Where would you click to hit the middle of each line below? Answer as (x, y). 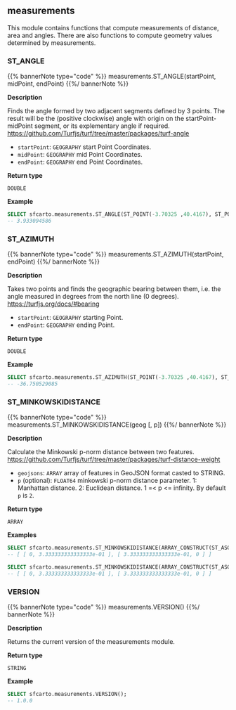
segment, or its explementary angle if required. (102, 126)
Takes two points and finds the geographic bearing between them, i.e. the (114, 289)
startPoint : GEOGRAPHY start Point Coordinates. (84, 147)
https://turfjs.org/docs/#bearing (53, 304)
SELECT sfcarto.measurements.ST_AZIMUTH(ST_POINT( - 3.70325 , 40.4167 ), (113, 377)
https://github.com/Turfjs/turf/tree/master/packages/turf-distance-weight (114, 460)
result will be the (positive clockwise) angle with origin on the (96, 119)
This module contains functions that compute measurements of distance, (113, 27)
